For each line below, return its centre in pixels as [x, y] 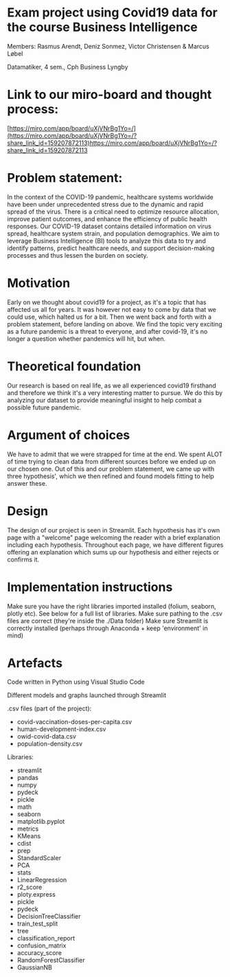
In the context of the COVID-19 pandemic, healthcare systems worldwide [111, 196]
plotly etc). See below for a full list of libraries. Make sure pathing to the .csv [115, 614]
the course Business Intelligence [102, 27]
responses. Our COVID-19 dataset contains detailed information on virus [109, 226]
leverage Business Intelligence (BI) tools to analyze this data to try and [106, 240]
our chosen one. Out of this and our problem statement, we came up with [111, 469]
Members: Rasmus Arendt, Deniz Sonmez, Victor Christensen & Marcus [108, 46]
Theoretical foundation [74, 366]
